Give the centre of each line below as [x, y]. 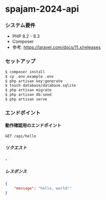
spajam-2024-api [42, 9]
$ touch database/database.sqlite [41, 86]
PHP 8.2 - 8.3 [26, 36]
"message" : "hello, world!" [43, 188]
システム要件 [20, 26]
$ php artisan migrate [28, 90]
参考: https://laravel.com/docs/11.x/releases [56, 47]
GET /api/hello [21, 136]
